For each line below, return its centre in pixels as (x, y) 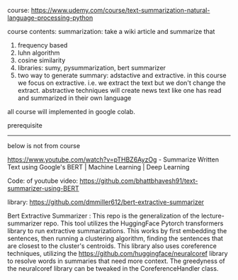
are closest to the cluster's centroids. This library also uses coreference (112, 246)
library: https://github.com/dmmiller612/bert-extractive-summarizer (106, 202)
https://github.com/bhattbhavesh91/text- (139, 181)
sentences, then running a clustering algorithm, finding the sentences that (115, 238)
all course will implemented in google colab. (72, 112)
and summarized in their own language (74, 98)
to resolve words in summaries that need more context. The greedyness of (116, 261)
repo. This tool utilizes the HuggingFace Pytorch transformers (134, 223)
